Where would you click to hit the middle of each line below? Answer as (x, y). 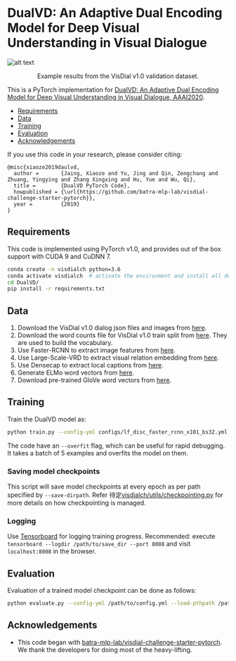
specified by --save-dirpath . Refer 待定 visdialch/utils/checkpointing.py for (115, 495)
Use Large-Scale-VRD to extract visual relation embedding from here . (118, 358)
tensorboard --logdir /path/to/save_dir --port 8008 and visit (99, 544)
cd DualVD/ (23, 282)
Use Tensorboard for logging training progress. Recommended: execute (111, 536)
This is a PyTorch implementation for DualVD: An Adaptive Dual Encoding (113, 89)
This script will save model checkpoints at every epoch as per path (104, 486)
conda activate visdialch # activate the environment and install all (114, 276)
